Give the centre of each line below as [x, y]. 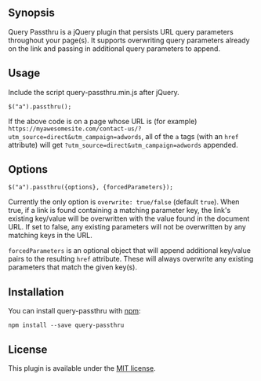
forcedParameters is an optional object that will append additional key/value [129, 251]
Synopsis [31, 13]
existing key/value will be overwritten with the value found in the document [129, 218]
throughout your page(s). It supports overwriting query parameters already [129, 40]
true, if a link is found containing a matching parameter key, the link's [120, 211]
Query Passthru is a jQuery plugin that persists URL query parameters [121, 31]
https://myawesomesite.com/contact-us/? [75, 129]
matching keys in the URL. [50, 236]
